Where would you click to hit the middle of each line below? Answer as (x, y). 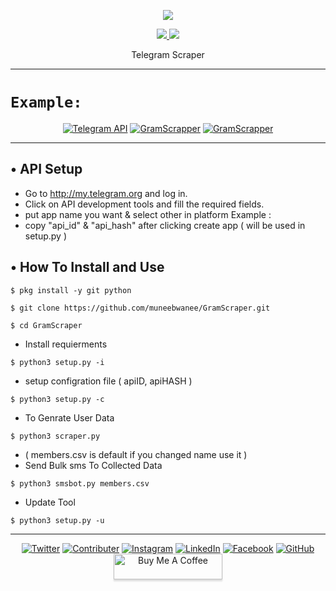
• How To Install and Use (87, 267)
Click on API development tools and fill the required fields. (144, 204)
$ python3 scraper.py (55, 436)
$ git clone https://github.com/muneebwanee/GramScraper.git (140, 308)
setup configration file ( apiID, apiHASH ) (108, 381)
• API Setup (46, 169)
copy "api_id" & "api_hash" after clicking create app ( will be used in (165, 225)
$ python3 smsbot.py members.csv (80, 483)
